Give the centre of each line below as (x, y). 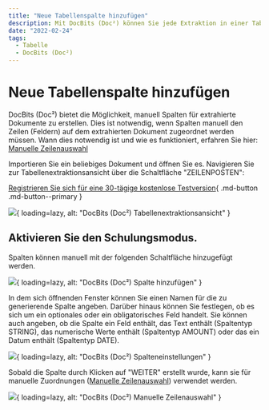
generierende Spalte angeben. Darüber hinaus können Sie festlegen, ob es (131, 306)
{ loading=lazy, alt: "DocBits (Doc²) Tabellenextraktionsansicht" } (123, 213)
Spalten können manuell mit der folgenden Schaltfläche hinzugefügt (120, 257)
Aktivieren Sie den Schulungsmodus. (103, 238)
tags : (17, 38)
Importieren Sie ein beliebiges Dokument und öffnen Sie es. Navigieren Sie (131, 164)
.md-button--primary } (45, 196)
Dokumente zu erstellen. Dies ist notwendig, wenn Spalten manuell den (126, 123)
